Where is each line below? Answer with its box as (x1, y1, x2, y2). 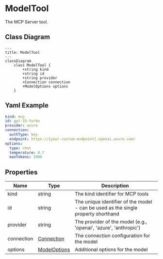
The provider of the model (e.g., (74, 218, 147, 225)
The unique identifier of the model (74, 198, 152, 205)
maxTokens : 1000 (9, 154, 42, 160)
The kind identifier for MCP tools (74, 191, 149, 198)
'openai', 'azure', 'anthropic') (74, 225, 141, 231)
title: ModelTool (5, 50, 40, 55)
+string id (22, 71, 45, 76)
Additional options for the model (74, 246, 148, 253)
